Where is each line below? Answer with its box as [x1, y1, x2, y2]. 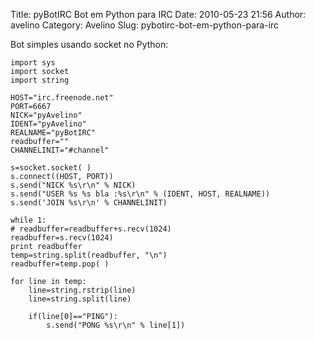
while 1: [10, 215, 47, 225]
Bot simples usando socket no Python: [10, 39, 169, 50]
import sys [10, 58, 56, 68]
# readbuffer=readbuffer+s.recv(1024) [10, 224, 172, 234]
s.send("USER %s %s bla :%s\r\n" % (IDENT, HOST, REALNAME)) [10, 189, 271, 199]
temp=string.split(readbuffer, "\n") [10, 250, 168, 260]
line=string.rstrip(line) [28, 285, 137, 295]
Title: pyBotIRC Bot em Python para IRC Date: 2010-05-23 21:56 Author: [10, 9, 307, 20]
